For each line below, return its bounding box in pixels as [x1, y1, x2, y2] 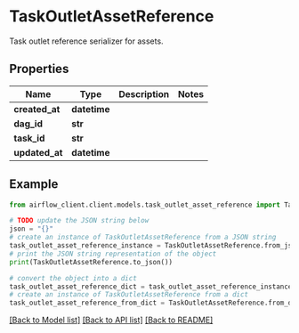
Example [9, 176, 59, 192]
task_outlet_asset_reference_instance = [9, 241, 162, 250]
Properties [9, 61, 69, 77]
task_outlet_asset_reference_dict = [9, 282, 145, 291]
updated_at [13, 146, 63, 158]
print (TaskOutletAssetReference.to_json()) [9, 257, 174, 266]
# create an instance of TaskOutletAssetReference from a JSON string [9, 233, 277, 242]
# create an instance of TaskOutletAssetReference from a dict [9, 290, 249, 299]
